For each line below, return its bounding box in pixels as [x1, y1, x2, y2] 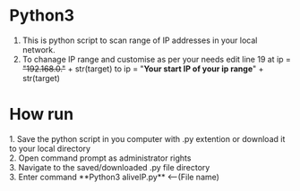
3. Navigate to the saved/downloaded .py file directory [9, 162, 210, 172]
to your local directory [9, 143, 91, 154]
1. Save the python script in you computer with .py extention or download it [9, 133, 286, 144]
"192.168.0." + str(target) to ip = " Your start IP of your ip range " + [21, 63, 264, 74]
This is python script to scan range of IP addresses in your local [21, 35, 258, 46]
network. [21, 44, 56, 54]
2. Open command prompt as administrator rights [9, 153, 192, 163]
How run [9, 104, 74, 125]
